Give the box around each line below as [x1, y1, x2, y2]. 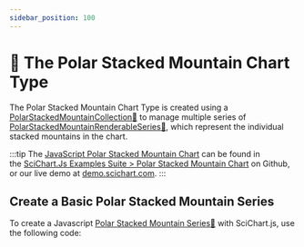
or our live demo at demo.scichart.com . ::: [9, 167, 167, 178]
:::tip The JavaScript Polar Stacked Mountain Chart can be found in [9, 148, 261, 159]
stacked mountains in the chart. [9, 131, 128, 142]
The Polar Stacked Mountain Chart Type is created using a [9, 102, 229, 113]
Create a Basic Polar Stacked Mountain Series [9, 193, 275, 209]
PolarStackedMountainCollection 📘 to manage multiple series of [9, 111, 247, 123]
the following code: [9, 228, 82, 239]
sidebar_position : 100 [9, 13, 96, 23]
